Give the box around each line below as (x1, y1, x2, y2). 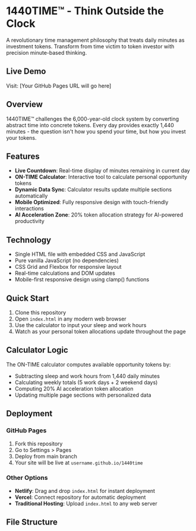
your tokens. (6, 134, 37, 141)
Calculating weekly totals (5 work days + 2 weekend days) (14, 379, 158, 386)
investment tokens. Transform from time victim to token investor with (6, 43, 175, 50)
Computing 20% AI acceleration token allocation (14, 385, 134, 392)
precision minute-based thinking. (6, 49, 87, 56)
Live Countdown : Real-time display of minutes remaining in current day (14, 167, 190, 174)
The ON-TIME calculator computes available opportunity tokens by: (6, 361, 171, 368)
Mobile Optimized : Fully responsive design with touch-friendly (14, 199, 169, 206)
